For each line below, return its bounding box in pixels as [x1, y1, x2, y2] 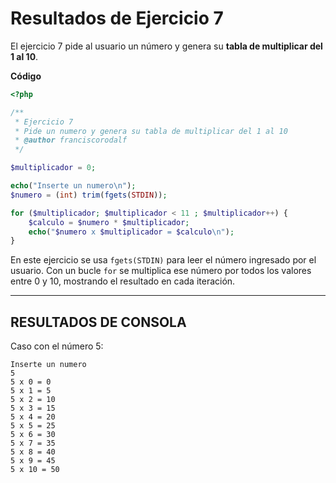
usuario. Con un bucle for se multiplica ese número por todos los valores [10, 265, 312, 277]
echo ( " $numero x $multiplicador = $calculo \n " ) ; [28, 227, 235, 237]
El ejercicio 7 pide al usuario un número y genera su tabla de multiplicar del [10, 40, 323, 52]
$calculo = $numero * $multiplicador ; [28, 217, 190, 227]
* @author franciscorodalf [14, 135, 128, 146]
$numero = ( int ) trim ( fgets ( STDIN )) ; [10, 190, 168, 200]
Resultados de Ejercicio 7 [10, 7, 224, 30]
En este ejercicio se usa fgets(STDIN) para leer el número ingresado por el [10, 254, 317, 266]
